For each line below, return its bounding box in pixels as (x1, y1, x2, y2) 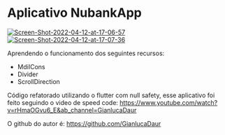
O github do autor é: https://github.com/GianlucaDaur (7, 119, 161, 127)
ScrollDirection (17, 77, 61, 85)
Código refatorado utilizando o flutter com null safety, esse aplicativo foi (7, 91, 215, 99)
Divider (17, 70, 38, 78)
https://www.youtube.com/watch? (119, 98, 218, 106)
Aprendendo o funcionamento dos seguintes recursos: (7, 49, 165, 57)
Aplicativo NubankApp (7, 5, 142, 21)
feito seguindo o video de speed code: (7, 98, 119, 106)
